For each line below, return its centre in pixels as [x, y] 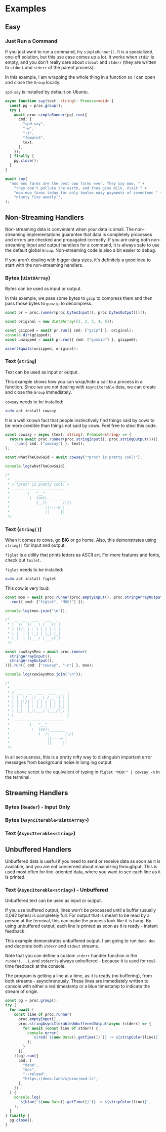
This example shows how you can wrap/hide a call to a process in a [74, 381]
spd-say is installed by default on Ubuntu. [47, 92]
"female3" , [34, 138]
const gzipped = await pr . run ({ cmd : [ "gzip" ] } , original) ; [69, 330]
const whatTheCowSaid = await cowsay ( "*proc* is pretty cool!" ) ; [74, 457]
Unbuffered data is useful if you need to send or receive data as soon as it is [83, 861]
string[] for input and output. [35, 545]
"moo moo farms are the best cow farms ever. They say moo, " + [77, 184]
